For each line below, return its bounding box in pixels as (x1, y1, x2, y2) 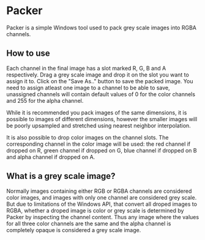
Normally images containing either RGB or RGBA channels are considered (6, 187, 192, 195)
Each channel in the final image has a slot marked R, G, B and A (6, 64, 166, 72)
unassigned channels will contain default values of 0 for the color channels (6, 90, 196, 98)
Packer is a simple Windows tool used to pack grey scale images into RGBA (6, 24, 197, 31)
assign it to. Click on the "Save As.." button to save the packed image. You (6, 77, 193, 84)
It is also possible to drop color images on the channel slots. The (6, 133, 169, 141)
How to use (6, 48, 50, 59)
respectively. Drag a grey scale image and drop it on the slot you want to (6, 71, 190, 78)
